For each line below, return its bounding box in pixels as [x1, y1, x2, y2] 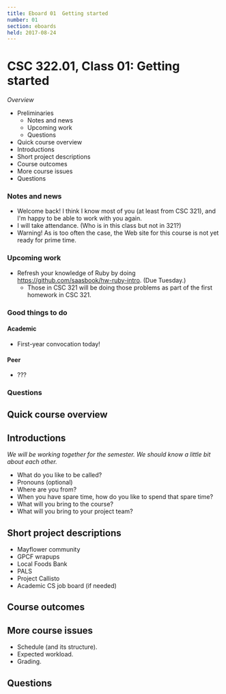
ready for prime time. [16, 236, 76, 244]
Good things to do [7, 307, 68, 317]
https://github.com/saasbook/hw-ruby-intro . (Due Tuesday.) [16, 276, 186, 284]
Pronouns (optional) [16, 478, 73, 487]
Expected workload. [16, 650, 74, 658]
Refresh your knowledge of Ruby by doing [16, 268, 136, 277]
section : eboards [7, 23, 57, 29]
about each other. [7, 458, 58, 466]
